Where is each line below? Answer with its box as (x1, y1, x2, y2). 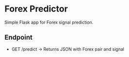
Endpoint (4, 33, 32, 42)
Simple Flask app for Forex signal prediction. (4, 19, 94, 25)
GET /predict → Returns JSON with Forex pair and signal (11, 46, 125, 52)
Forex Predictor (4, 3, 68, 14)
